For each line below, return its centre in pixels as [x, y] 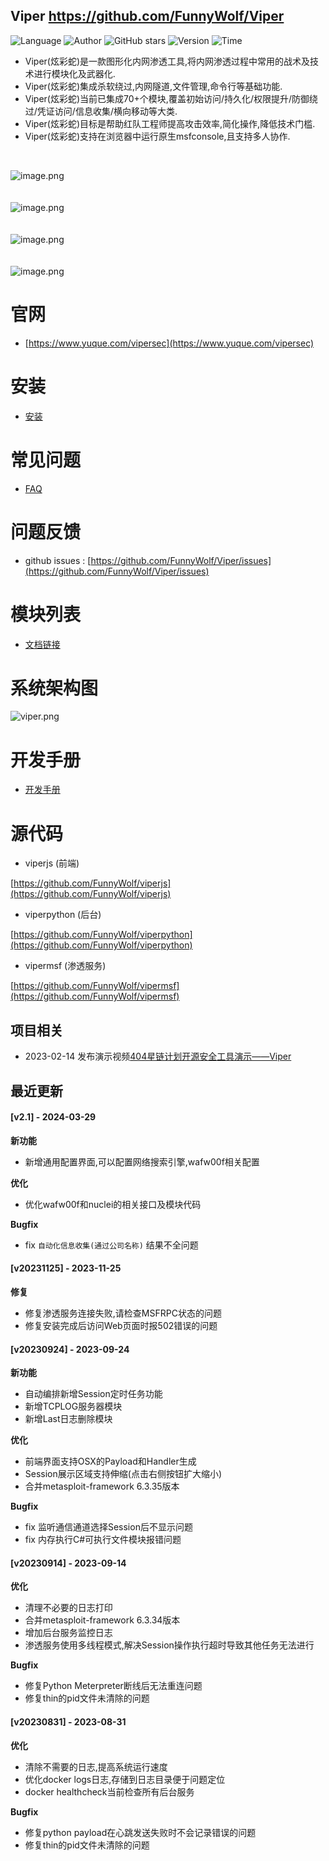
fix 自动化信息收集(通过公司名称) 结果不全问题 [111, 1245]
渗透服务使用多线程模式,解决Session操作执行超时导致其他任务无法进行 [169, 1645]
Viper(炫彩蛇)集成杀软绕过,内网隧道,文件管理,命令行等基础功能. [153, 86]
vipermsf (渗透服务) [65, 966]
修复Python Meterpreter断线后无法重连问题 [113, 1686]
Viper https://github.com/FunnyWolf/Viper [147, 16]
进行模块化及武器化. [74, 73]
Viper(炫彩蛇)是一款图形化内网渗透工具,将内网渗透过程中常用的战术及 [167, 61]
